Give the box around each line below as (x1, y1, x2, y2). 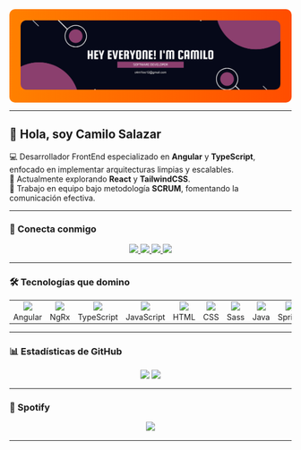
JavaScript (125, 311, 166, 322)
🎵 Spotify (9, 401, 51, 413)
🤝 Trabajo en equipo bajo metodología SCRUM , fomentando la (9, 183, 239, 193)
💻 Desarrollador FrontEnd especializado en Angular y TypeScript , (9, 151, 256, 162)
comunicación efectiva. (9, 192, 96, 203)
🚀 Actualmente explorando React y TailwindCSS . (9, 174, 191, 184)
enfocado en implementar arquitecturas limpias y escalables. (9, 164, 235, 174)
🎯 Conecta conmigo (9, 223, 97, 235)
